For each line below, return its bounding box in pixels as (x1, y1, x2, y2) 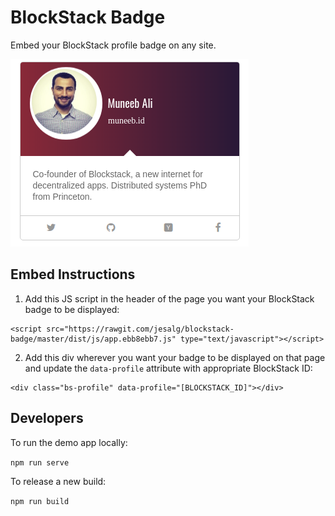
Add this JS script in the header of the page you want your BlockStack (24, 292, 315, 305)
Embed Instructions (10, 266, 136, 283)
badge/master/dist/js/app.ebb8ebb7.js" (10, 334, 177, 344)
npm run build (10, 496, 70, 506)
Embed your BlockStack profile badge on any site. (10, 39, 217, 51)
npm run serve (10, 457, 70, 468)
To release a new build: (10, 475, 107, 487)
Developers (10, 410, 84, 427)
